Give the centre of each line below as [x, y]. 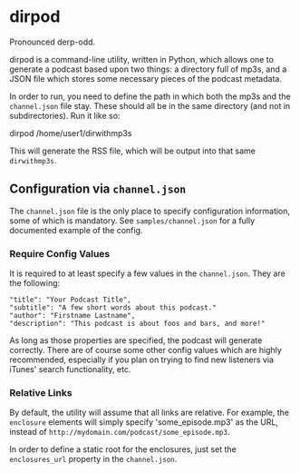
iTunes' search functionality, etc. [70, 370]
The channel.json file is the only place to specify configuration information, [150, 211]
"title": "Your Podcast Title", [70, 300]
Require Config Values [60, 253]
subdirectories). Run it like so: [65, 115]
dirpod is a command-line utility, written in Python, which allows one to [142, 59]
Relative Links [41, 392]
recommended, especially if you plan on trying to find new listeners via [142, 360]
